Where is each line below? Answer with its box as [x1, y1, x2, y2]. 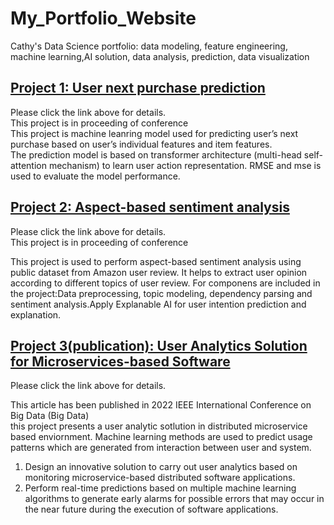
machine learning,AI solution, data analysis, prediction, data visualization [10, 50, 310, 62]
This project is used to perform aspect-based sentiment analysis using [10, 255, 302, 267]
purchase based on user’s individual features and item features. [10, 138, 273, 150]
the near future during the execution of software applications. [24, 503, 279, 516]
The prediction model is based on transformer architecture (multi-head [10, 148, 302, 161]
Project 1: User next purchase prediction [10, 80, 266, 97]
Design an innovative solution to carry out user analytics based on [24, 461, 298, 473]
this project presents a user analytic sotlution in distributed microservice [10, 420, 308, 432]
